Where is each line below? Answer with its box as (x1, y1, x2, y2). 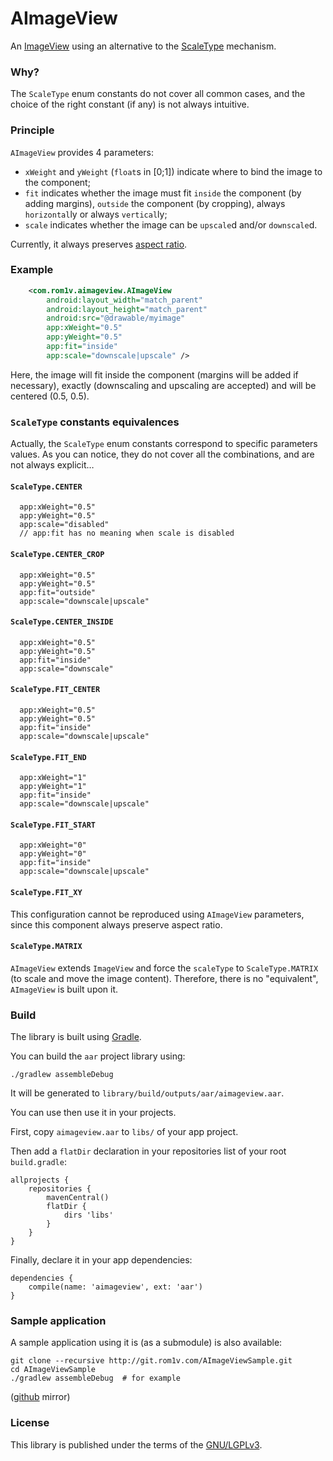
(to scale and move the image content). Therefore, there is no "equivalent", (10, 972, 319, 984)
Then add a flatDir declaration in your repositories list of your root (10, 1145, 287, 1157)
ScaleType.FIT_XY (10, 887, 83, 897)
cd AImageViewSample (10, 1365, 97, 1375)
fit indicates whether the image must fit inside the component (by (24, 187, 302, 199)
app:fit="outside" (19, 587, 97, 597)
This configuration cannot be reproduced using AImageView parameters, (10, 908, 305, 920)
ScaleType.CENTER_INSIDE (10, 617, 114, 627)
